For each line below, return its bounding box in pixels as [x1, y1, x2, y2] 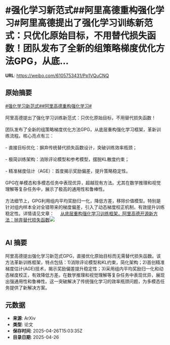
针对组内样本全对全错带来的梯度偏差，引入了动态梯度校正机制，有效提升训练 [5, 204, 165, 210]
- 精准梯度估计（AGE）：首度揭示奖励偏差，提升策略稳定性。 [5, 168, 131, 174]
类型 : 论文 [12, 322, 33, 328]
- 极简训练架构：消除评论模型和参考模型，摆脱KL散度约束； [5, 156, 130, 162]
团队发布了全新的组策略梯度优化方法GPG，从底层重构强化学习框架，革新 [5, 126, 157, 132]
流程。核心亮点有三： [9, 132, 54, 139]
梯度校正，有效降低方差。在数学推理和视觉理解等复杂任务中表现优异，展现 [9, 272, 165, 278]
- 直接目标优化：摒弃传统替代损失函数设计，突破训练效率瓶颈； [5, 144, 138, 150]
